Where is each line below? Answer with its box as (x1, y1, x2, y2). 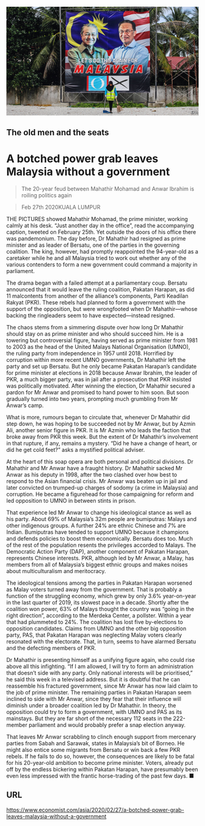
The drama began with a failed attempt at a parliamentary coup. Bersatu (6, 279, 187, 287)
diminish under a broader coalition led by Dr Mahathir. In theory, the (6, 702, 176, 709)
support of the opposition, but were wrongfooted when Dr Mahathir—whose (6, 305, 198, 312)
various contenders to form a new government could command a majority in (6, 261, 198, 268)
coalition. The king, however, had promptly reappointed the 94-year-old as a (6, 247, 198, 255)
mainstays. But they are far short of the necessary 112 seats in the (6, 715, 172, 722)
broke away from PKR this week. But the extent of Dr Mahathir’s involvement (6, 433, 198, 440)
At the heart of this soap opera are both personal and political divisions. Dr (6, 457, 193, 465)
